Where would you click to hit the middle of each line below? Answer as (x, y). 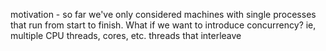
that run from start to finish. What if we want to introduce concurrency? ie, (163, 25)
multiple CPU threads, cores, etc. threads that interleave (126, 35)
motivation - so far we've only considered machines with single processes (163, 14)
